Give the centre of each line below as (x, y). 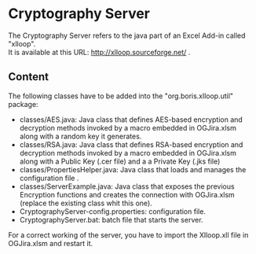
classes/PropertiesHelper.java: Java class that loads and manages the (133, 169)
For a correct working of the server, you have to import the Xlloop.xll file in (128, 235)
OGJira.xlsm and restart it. (51, 243)
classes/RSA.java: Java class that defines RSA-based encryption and (131, 144)
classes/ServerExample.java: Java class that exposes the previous (127, 186)
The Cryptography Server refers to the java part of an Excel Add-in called (127, 35)
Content (29, 77)
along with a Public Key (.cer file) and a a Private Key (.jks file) (120, 161)
